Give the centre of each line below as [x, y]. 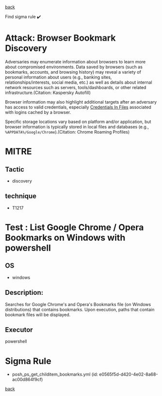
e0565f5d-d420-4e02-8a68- [129, 374]
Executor [19, 329]
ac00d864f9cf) [27, 380]
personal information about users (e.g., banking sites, [58, 77]
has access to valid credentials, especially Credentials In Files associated [78, 107]
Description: [24, 293]
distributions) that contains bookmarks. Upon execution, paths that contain [80, 309]
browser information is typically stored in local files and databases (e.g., [77, 127]
